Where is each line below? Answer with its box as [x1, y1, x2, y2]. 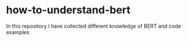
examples [6, 28, 30, 35]
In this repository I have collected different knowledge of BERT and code [6, 23, 182, 29]
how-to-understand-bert [6, 3, 131, 17]
